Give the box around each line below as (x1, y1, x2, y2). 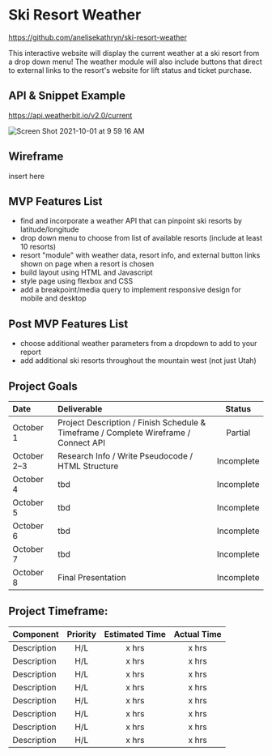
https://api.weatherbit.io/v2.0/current (8, 110, 133, 120)
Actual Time (173, 628, 222, 639)
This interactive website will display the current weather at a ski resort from (8, 48, 260, 58)
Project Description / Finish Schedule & (57, 417, 206, 428)
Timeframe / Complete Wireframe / (57, 427, 191, 438)
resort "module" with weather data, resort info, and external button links (19, 250, 261, 260)
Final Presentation (57, 572, 127, 583)
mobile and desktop (19, 293, 87, 303)
